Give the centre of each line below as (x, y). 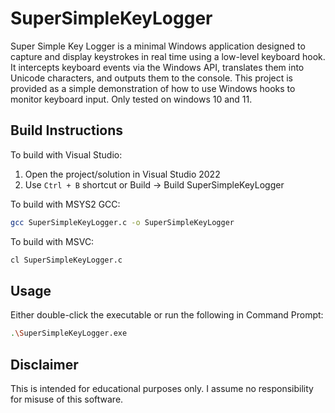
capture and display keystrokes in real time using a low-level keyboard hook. (168, 56)
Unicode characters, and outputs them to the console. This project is (151, 78)
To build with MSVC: (52, 241)
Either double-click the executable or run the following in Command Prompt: (167, 315)
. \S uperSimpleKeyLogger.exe (69, 333)
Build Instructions (67, 130)
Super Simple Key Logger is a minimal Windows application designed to (158, 46)
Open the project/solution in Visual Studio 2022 (122, 174)
